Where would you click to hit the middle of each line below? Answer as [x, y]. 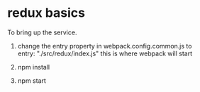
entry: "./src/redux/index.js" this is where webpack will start [105, 53]
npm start [32, 80]
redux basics [46, 13]
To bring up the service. [42, 32]
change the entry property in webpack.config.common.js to [105, 46]
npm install [34, 67]
